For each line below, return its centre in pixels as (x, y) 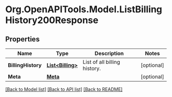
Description (109, 53)
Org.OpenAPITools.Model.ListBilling (84, 9)
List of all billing (101, 62)
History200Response (52, 20)
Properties (23, 39)
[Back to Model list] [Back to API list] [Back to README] (64, 89)
